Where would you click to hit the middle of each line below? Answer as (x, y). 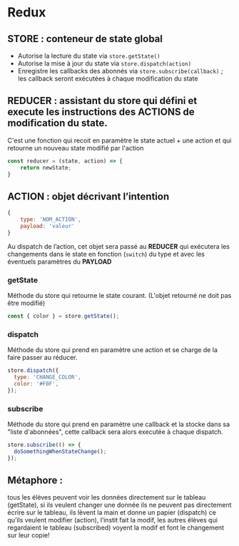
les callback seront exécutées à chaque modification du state (108, 78)
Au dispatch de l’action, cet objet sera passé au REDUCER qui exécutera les (119, 246)
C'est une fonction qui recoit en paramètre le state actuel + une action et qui (119, 140)
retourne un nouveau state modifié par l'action (76, 148)
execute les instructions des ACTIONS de (101, 112)
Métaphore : (35, 481)
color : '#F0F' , (36, 383)
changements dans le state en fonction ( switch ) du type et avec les (106, 254)
